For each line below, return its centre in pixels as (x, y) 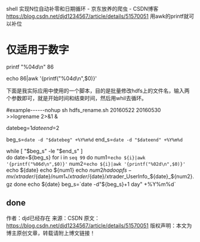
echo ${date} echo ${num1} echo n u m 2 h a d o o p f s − (69, 170)
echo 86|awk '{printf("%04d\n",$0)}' (52, 78)
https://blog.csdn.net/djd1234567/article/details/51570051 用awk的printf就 (98, 16)
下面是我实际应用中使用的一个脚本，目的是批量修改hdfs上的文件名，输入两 (98, 91)
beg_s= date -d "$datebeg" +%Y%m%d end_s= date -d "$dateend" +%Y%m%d (95, 139)
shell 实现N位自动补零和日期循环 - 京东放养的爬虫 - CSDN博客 (82, 9)
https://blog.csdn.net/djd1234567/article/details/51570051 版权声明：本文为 (99, 225)
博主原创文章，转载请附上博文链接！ (51, 233)
